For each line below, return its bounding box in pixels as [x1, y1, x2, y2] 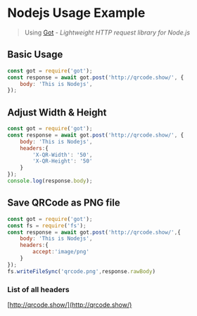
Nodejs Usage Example [7, 5, 146, 21]
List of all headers [7, 284, 70, 294]
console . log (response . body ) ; [7, 177, 93, 184]
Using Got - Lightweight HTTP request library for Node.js [24, 28, 191, 37]
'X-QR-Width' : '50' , [32, 151, 93, 158]
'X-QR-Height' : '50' [32, 158, 93, 165]
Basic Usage [7, 49, 63, 61]
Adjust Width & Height [7, 106, 107, 118]
